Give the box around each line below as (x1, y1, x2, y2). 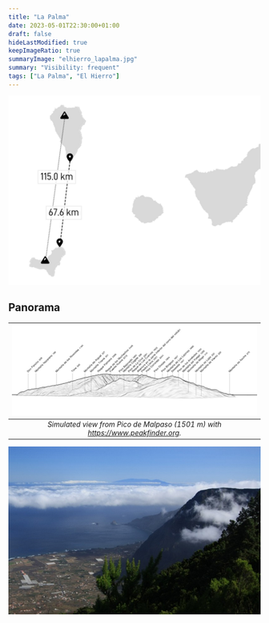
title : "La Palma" (8, 13, 70, 21)
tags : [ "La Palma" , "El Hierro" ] (8, 72, 120, 80)
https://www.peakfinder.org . (87, 428, 182, 438)
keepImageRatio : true (8, 47, 81, 55)
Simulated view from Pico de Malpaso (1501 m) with (47, 419, 222, 429)
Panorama (8, 301, 61, 314)
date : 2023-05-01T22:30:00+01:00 (8, 21, 120, 30)
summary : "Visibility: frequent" (8, 64, 120, 72)
